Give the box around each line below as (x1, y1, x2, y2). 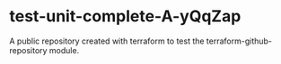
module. (48, 44, 80, 55)
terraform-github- (206, 36, 272, 46)
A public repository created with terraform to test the (9, 36, 205, 46)
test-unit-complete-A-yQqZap (9, 6, 241, 27)
